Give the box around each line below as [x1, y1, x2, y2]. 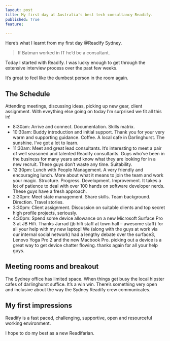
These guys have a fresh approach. [12, 188, 87, 194]
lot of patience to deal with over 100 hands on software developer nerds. [12, 183, 165, 189]
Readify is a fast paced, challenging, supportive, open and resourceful [5, 315, 152, 321]
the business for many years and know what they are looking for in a [12, 156, 156, 162]
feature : [5, 21, 24, 27]
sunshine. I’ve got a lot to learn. [12, 140, 79, 146]
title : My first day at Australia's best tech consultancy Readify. [5, 12, 153, 17]
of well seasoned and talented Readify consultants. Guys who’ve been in [12, 151, 165, 157]
